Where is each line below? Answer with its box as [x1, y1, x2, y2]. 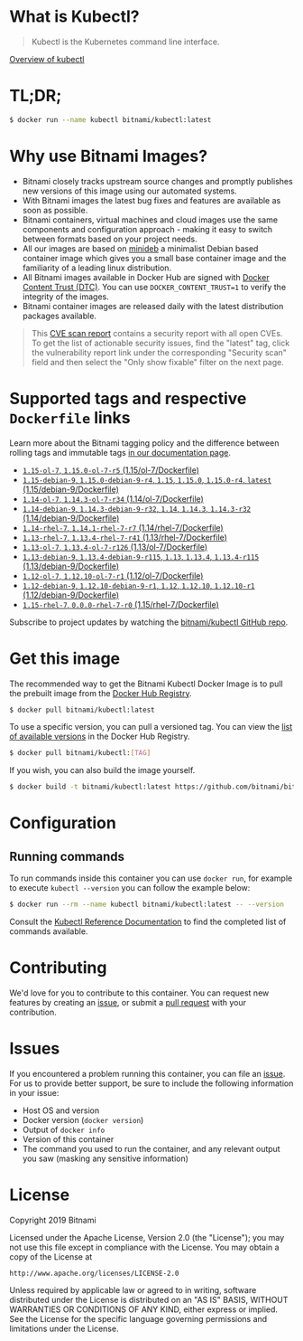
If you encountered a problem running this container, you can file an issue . [9, 1068, 286, 1079]
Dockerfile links [9, 407, 131, 428]
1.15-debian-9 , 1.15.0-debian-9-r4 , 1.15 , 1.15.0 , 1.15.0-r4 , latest [22, 474, 272, 485]
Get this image [9, 648, 120, 668]
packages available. [22, 310, 97, 321]
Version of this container [22, 1133, 115, 1145]
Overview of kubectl [9, 53, 85, 64]
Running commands [9, 848, 124, 864]
